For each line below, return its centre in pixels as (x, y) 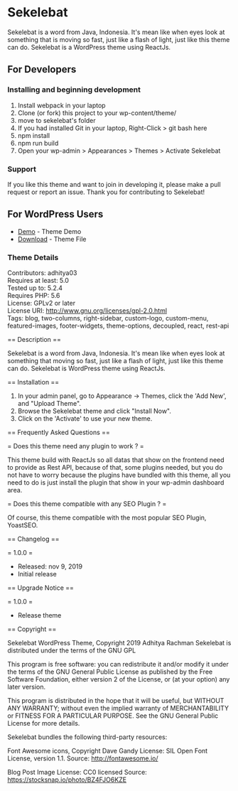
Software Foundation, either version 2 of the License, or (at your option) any (119, 679)
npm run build (38, 143)
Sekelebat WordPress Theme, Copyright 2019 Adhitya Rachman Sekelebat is (119, 643)
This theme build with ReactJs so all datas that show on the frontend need (116, 460)
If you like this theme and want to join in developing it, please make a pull (114, 184)
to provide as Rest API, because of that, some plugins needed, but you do (115, 468)
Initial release (37, 574)
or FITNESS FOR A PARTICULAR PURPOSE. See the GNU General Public (113, 716)
